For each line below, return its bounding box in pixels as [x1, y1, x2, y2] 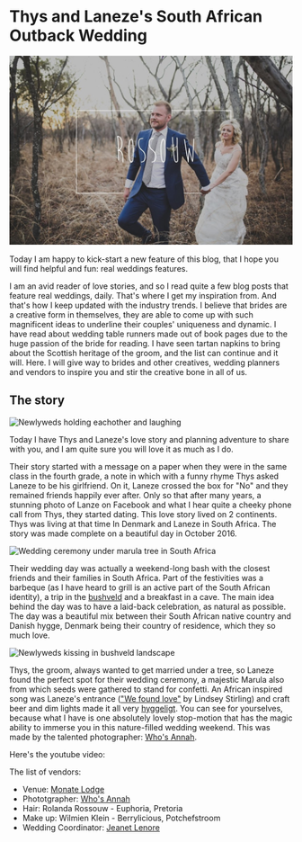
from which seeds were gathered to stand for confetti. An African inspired [9, 684, 283, 694]
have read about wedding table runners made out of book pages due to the [9, 328, 288, 339]
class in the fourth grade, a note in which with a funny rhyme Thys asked [9, 470, 280, 481]
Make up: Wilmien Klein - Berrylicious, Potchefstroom [22, 812, 221, 823]
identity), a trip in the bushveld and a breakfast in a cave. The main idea [9, 591, 275, 602]
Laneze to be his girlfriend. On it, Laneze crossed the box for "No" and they [9, 479, 289, 491]
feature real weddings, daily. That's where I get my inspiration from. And [9, 291, 277, 301]
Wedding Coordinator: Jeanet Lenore [22, 821, 160, 833]
